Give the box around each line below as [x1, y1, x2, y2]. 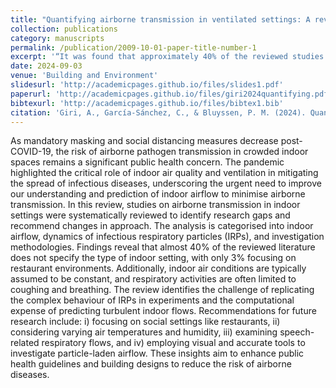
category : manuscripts [10, 33, 105, 43]
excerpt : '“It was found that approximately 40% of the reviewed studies [10, 52, 325, 62]
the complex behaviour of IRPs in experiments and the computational [10, 294, 295, 306]
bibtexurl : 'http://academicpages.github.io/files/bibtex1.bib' [10, 98, 284, 108]
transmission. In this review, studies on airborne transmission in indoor [10, 199, 301, 211]
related [10, 337, 40, 349]
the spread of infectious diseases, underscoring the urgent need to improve [10, 177, 322, 190]
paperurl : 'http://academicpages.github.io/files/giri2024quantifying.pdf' [10, 89, 333, 99]
